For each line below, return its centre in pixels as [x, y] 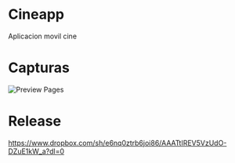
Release [34, 121]
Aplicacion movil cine [42, 36]
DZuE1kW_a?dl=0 [36, 151]
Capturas [39, 68]
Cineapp [36, 14]
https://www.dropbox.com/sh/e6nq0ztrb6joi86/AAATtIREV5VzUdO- [117, 143]
